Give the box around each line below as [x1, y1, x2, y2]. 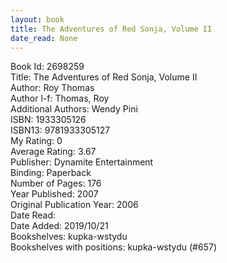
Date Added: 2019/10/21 [10, 220, 109, 232]
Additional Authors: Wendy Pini [10, 103, 138, 115]
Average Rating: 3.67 [10, 146, 97, 158]
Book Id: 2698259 [10, 61, 85, 73]
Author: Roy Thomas [10, 82, 95, 94]
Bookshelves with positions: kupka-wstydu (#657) [10, 241, 217, 253]
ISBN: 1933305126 [10, 114, 87, 126]
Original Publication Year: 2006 [10, 199, 139, 211]
